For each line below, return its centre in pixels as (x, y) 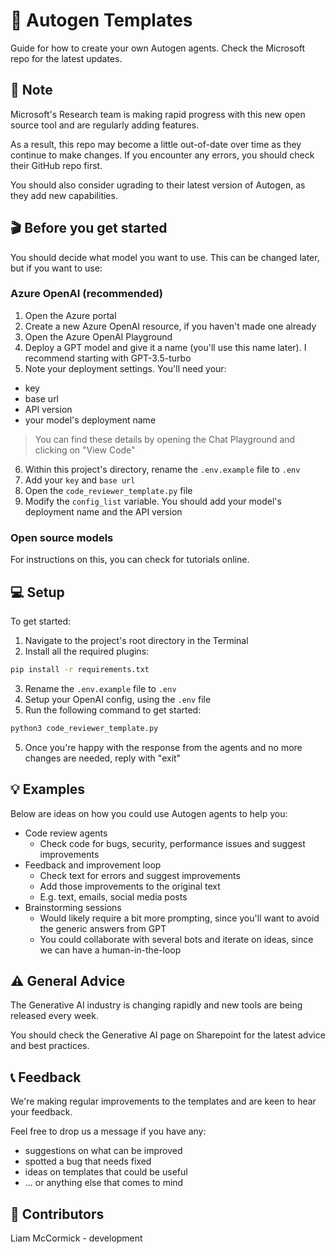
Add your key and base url (80, 480)
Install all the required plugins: (87, 651)
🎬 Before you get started (89, 228)
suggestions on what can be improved (103, 1151)
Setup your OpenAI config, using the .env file (118, 699)
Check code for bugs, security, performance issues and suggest (172, 843)
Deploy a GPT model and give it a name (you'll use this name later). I (165, 347)
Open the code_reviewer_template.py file (108, 490)
